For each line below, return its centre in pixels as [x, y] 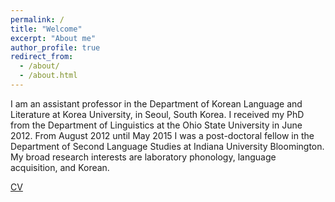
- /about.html [48, 76]
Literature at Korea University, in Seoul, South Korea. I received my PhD [157, 114]
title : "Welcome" [46, 29]
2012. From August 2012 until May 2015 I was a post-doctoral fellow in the [162, 135]
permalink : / [37, 19]
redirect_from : [42, 57]
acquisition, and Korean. [60, 167]
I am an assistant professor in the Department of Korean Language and [156, 103]
